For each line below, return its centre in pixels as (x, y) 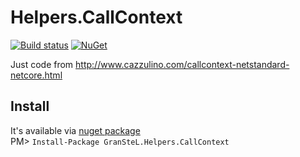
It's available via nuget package (75, 130)
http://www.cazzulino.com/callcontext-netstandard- (182, 64)
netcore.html (36, 75)
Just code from (42, 64)
